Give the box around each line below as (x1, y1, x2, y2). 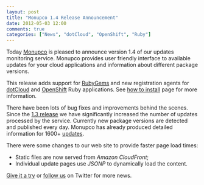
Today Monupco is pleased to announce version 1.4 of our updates (6, 48, 174, 55)
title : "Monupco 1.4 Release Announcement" (6, 15, 119, 21)
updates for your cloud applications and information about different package (6, 61, 199, 69)
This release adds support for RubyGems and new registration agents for (6, 80, 190, 87)
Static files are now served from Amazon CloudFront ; (15, 153, 149, 161)
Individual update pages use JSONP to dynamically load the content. (15, 160, 188, 167)
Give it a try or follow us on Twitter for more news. (6, 172, 132, 180)
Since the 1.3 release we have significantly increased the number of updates (6, 111, 198, 118)
